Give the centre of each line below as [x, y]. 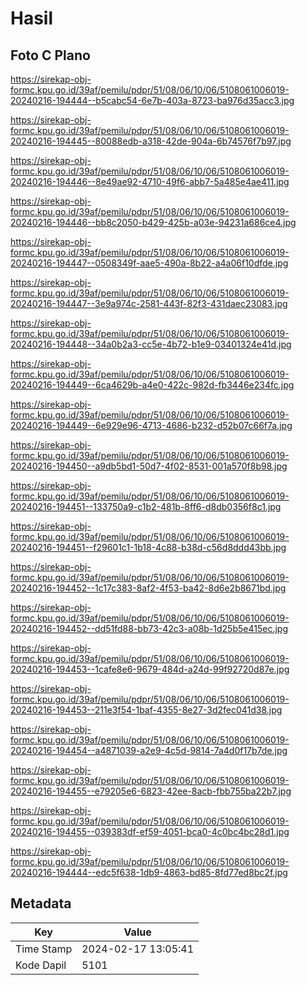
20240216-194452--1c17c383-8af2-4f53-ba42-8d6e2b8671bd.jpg [148, 588]
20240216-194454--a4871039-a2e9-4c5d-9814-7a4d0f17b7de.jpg [149, 750]
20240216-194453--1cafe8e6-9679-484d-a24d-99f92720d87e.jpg [150, 669]
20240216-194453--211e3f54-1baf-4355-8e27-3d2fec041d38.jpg [146, 710]
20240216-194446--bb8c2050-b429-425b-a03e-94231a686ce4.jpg [153, 222]
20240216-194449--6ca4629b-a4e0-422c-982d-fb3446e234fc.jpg [152, 385]
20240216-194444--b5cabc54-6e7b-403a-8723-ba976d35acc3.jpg [152, 100]
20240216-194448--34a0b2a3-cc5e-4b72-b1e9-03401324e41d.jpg [151, 344]
